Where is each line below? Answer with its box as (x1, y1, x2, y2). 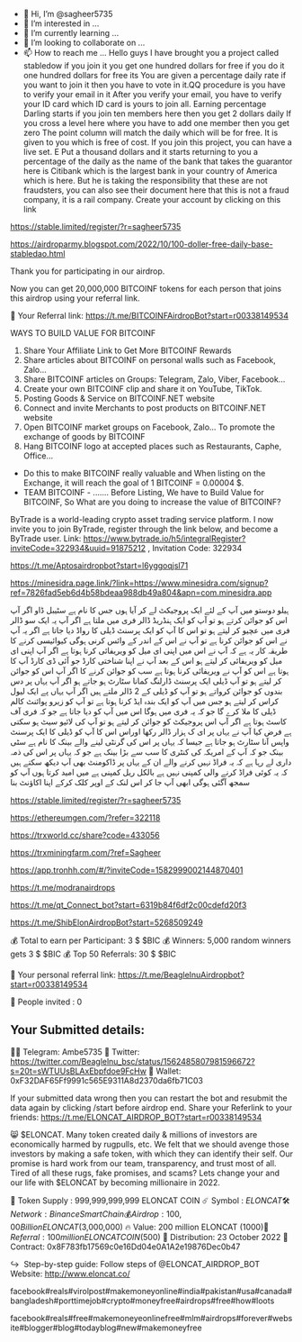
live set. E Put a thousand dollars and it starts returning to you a (22, 147, 259, 157)
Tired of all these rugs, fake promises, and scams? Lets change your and (10, 1167, 280, 1178)
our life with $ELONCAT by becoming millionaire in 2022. (10, 1176, 221, 1188)
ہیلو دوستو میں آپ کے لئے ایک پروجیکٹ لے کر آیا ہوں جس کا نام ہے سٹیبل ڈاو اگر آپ (10, 604, 289, 615)
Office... (22, 450, 53, 461)
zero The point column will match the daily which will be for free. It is (22, 127, 279, 138)
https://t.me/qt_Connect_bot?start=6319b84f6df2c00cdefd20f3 (10, 900, 247, 910)
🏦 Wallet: (148, 1065, 182, 1076)
